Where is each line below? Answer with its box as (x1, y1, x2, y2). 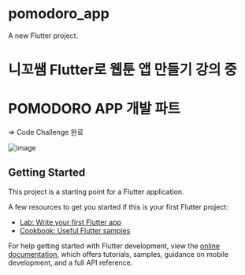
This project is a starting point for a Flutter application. (8, 187, 184, 196)
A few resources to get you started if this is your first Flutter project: (8, 202, 228, 211)
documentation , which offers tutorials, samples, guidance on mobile (8, 249, 228, 258)
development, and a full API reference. (8, 258, 133, 267)
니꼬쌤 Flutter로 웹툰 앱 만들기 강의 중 (8, 61, 238, 79)
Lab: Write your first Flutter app (19, 217, 122, 227)
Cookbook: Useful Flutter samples (19, 225, 131, 235)
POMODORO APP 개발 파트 (8, 100, 181, 118)
